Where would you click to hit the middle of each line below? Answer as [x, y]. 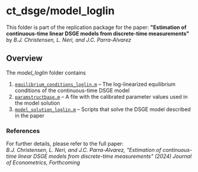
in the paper [29, 115]
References [23, 131]
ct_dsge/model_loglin [61, 11]
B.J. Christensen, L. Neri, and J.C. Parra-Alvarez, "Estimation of [84, 150]
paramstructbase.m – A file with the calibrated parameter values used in [101, 96]
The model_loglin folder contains [46, 73]
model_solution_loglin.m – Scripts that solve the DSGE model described [103, 109]
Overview [25, 58]
